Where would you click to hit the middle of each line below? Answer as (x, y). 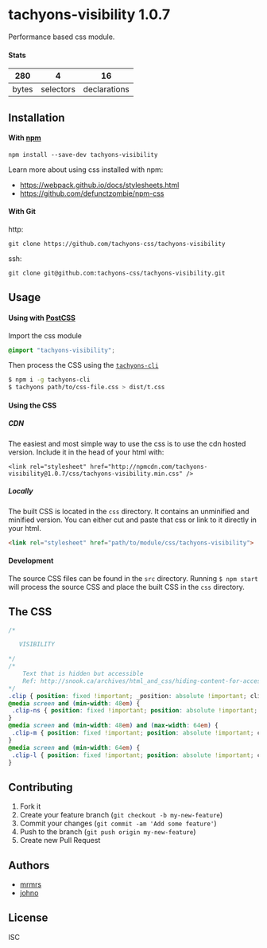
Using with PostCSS (42, 318)
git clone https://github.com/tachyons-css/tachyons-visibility (117, 244)
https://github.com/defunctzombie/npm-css (92, 193)
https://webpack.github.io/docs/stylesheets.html (99, 185)
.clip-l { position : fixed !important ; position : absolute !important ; (133, 755)
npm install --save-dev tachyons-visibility (83, 154)
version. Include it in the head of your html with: (86, 452)
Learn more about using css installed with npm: (86, 170)
